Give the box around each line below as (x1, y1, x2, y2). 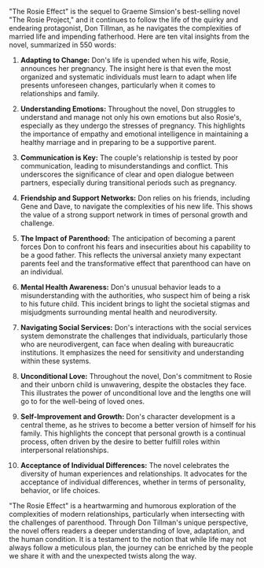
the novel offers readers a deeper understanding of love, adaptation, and (9, 526, 245, 535)
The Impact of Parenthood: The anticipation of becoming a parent (20, 234, 236, 243)
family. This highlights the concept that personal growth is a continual (20, 429, 246, 438)
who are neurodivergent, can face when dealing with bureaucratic (20, 340, 234, 349)
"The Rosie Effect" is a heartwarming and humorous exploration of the (9, 501, 236, 510)
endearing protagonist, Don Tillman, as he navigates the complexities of (9, 24, 242, 32)
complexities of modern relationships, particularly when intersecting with (9, 510, 245, 518)
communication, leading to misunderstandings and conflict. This (20, 161, 229, 170)
